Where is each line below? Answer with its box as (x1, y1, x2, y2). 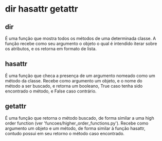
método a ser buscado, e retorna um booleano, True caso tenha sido (5, 83, 143, 89)
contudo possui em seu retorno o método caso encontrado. (5, 130, 125, 136)
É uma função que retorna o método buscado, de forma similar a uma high (5, 115, 154, 121)
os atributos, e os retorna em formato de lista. (5, 46, 97, 51)
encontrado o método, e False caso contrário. (5, 88, 97, 94)
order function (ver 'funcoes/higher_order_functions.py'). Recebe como (5, 120, 148, 126)
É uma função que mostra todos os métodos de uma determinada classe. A (5, 35, 156, 41)
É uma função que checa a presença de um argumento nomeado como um (5, 73, 156, 78)
